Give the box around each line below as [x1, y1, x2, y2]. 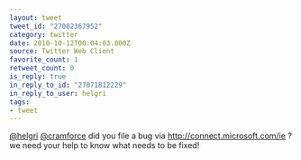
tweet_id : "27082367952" [9, 22, 103, 31]
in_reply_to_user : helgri [9, 89, 106, 98]
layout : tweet [9, 13, 63, 23]
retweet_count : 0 [9, 64, 75, 73]
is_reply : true [9, 72, 67, 81]
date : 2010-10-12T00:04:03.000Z [9, 38, 131, 48]
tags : [9, 97, 30, 107]
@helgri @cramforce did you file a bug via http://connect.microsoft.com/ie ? [9, 130, 293, 141]
